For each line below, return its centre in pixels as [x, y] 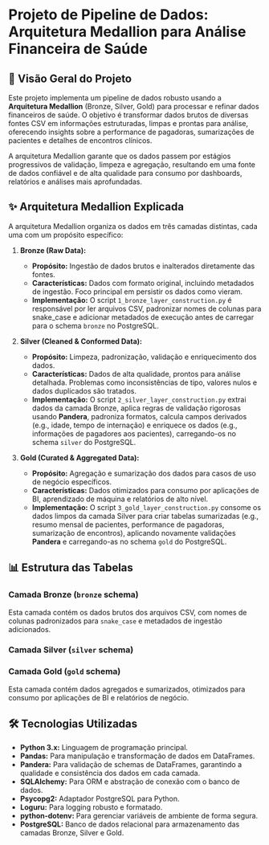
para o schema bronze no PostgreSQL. [95, 325]
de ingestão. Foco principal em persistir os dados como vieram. [137, 292]
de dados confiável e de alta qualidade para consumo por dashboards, [125, 173]
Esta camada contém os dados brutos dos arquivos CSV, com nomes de [128, 612]
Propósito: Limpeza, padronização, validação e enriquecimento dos [144, 357]
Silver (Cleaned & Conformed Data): [81, 341]
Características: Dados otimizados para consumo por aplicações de [145, 490]
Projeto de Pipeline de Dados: [108, 15]
